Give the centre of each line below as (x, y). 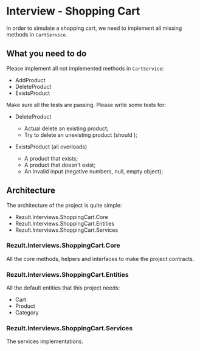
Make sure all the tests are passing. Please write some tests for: (86, 105)
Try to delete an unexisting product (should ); (81, 134)
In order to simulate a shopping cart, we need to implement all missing (94, 28)
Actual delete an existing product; (66, 128)
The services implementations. (45, 341)
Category (27, 313)
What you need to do (47, 54)
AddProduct (30, 80)
